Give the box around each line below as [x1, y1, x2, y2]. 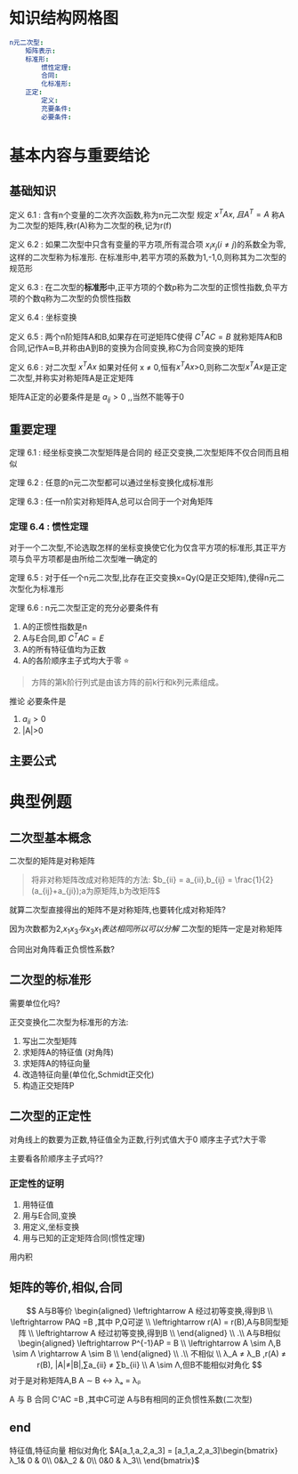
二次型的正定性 [9, 1109, 92, 1124]
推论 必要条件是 [9, 696, 67, 707]
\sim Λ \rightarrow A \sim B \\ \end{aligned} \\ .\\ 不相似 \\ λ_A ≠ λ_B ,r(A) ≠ [12, 1348, 287, 1358]
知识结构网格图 [9, 8, 119, 28]
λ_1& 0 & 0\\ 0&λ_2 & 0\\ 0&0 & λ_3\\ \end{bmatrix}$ [9, 1454, 200, 1465]
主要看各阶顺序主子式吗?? [9, 1153, 104, 1163]
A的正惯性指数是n [21, 621, 87, 632]
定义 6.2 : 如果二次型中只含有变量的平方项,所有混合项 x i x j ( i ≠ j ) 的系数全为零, [9, 239, 286, 252]
